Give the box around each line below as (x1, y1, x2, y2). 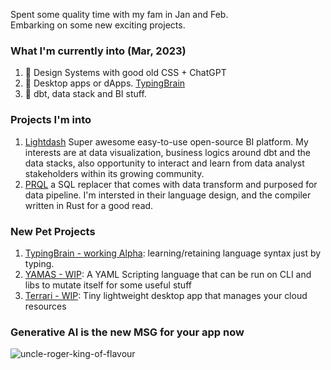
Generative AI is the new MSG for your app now (10, 325, 245, 339)
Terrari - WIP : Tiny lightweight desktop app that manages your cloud (24, 289, 308, 301)
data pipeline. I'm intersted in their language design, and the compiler (24, 189, 312, 201)
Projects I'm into (10, 113, 92, 127)
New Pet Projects (10, 224, 96, 238)
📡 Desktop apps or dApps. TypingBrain (24, 77, 186, 89)
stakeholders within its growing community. (24, 167, 205, 179)
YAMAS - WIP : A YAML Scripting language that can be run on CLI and (24, 268, 312, 280)
